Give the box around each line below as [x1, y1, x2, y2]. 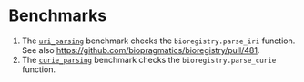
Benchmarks [8, 5, 107, 26]
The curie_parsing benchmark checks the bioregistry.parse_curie [21, 54, 277, 65]
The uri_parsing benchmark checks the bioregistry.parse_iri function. [21, 35, 296, 46]
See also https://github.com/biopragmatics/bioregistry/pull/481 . [21, 44, 260, 55]
